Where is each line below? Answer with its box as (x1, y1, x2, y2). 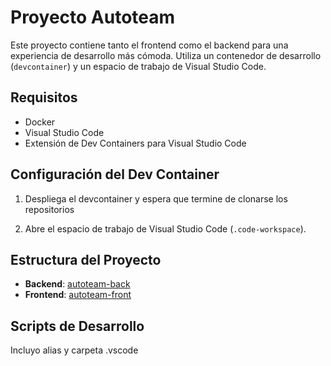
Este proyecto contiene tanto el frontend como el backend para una (10, 39, 289, 51)
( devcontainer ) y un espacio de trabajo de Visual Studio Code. (10, 60, 267, 72)
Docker (24, 116, 56, 128)
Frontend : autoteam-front (24, 289, 132, 301)
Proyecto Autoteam (10, 6, 176, 29)
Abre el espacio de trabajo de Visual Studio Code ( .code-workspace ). (24, 222, 307, 235)
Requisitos (10, 89, 78, 106)
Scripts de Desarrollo (10, 317, 145, 335)
